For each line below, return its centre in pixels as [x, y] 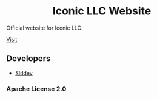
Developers [28, 59]
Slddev [24, 73]
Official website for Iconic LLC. [45, 28]
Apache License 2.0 [36, 89]
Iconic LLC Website [102, 11]
